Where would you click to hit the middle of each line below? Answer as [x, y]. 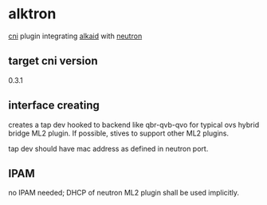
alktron [32, 14]
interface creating [54, 106]
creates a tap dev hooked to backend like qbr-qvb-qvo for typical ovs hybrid [134, 124]
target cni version [53, 61]
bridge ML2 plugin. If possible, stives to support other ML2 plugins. [119, 133]
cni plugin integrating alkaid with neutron [75, 36]
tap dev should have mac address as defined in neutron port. [108, 148]
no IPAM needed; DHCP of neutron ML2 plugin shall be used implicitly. [124, 193]
